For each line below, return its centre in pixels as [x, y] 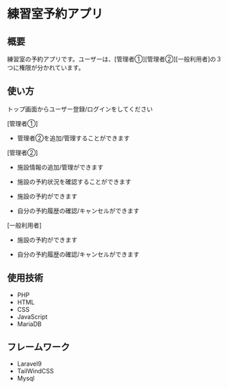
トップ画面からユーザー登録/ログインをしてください [80, 109]
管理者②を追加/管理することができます [73, 138]
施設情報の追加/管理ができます [60, 167]
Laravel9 [29, 364]
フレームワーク [39, 347]
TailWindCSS [35, 371]
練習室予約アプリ [55, 14]
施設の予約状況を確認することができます [74, 181]
